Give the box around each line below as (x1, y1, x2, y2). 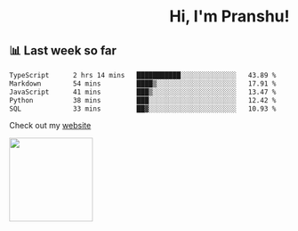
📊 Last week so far (9, 43, 117, 58)
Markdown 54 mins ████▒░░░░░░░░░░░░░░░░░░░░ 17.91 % (9, 78, 277, 88)
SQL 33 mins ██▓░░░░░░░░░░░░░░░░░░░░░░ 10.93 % (9, 104, 277, 113)
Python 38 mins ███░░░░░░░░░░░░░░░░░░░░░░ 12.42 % (9, 95, 277, 104)
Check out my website (9, 120, 92, 131)
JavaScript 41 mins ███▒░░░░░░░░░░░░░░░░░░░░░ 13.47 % (9, 87, 277, 96)
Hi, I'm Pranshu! (168, 6, 290, 27)
